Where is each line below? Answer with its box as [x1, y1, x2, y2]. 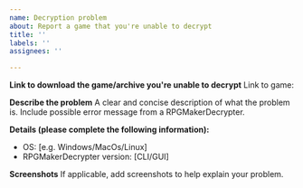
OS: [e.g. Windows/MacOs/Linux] [22, 142, 147, 153]
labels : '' [9, 38, 51, 48]
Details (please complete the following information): [9, 124, 210, 136]
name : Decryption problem [9, 13, 107, 23]
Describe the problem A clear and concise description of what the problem [9, 97, 291, 108]
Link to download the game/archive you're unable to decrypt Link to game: [9, 80, 294, 90]
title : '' [9, 30, 47, 39]
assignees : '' [9, 47, 63, 56]
